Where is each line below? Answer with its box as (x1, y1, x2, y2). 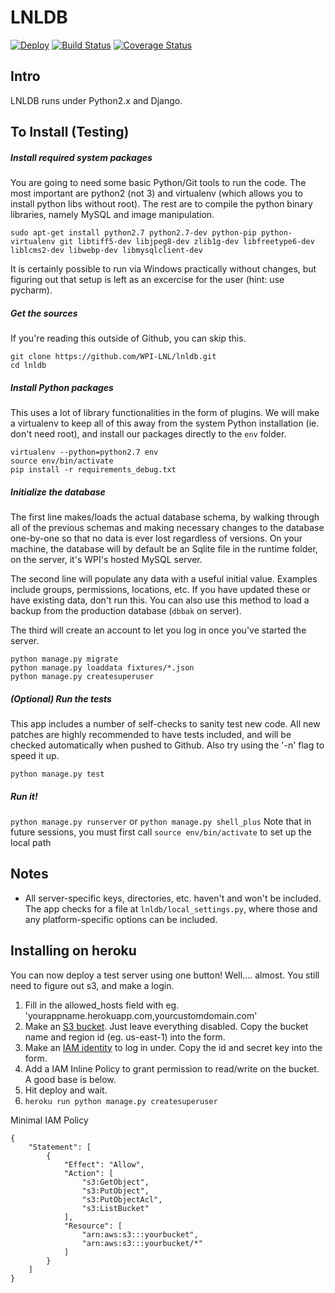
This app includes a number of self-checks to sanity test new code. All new (10, 717, 321, 730)
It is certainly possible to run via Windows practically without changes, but (10, 263, 317, 275)
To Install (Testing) (10, 124, 130, 141)
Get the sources (10, 307, 78, 319)
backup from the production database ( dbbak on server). (10, 605, 242, 617)
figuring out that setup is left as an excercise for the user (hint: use (10, 274, 285, 286)
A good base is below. (24, 1073, 117, 1085)
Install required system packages (10, 151, 153, 163)
